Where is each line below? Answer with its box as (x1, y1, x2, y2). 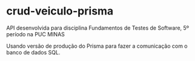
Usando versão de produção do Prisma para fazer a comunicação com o (6, 42, 188, 50)
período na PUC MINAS (6, 30, 65, 37)
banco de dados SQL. (6, 48, 61, 56)
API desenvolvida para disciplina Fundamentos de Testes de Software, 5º (6, 24, 190, 31)
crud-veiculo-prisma (6, 4, 114, 18)
